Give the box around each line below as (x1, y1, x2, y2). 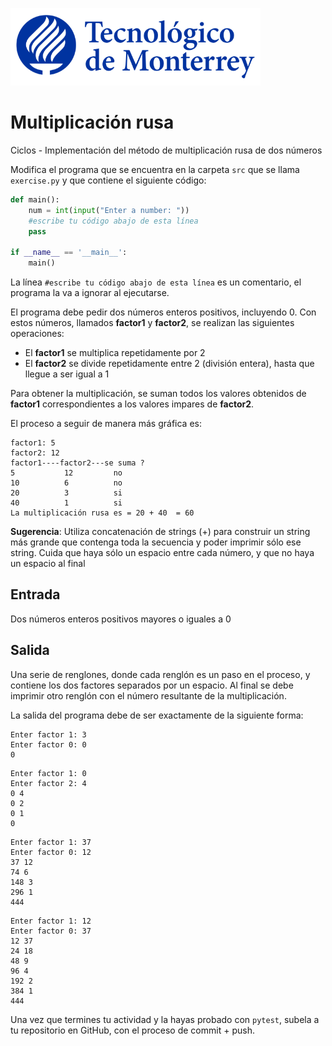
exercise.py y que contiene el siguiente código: (10, 174, 207, 186)
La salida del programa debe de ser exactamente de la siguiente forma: (10, 709, 304, 721)
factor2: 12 (10, 448, 60, 458)
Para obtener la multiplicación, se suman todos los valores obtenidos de (10, 388, 307, 400)
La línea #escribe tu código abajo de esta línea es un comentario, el (10, 276, 302, 288)
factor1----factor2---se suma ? (10, 458, 145, 468)
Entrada (10, 586, 61, 603)
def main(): (10, 194, 60, 205)
